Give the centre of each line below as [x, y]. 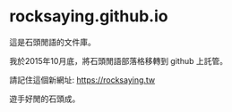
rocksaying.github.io [89, 16]
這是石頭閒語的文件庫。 [52, 42]
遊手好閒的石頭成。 [45, 99]
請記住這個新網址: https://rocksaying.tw [82, 80]
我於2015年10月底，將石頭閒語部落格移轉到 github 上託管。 [119, 60]
